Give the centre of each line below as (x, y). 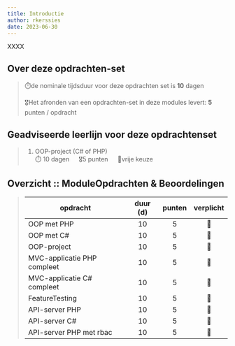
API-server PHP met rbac (70, 332)
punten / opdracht (50, 113)
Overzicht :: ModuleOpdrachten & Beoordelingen (116, 183)
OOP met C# (49, 235)
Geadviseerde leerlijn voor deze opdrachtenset (112, 135)
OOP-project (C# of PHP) (71, 151)
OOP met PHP (51, 224)
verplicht (209, 208)
